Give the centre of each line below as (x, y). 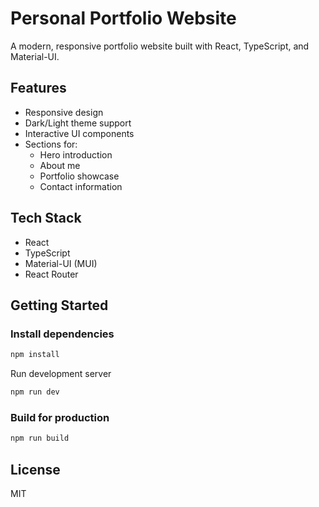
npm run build (40, 438)
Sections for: (51, 144)
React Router (51, 274)
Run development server (61, 374)
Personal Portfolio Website (123, 18)
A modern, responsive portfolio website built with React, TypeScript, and (160, 46)
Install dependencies (62, 334)
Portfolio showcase (79, 176)
